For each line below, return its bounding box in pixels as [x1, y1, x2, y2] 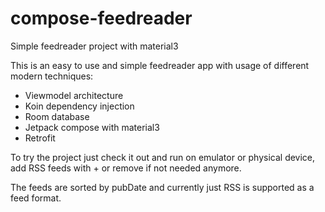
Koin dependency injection [24, 100, 135, 112]
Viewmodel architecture [24, 89, 124, 101]
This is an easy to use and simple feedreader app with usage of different [10, 59, 310, 71]
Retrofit [24, 132, 56, 144]
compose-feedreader [10, 7, 193, 30]
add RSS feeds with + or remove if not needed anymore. [10, 162, 242, 174]
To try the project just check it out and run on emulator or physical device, [10, 151, 316, 163]
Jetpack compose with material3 [24, 121, 160, 133]
